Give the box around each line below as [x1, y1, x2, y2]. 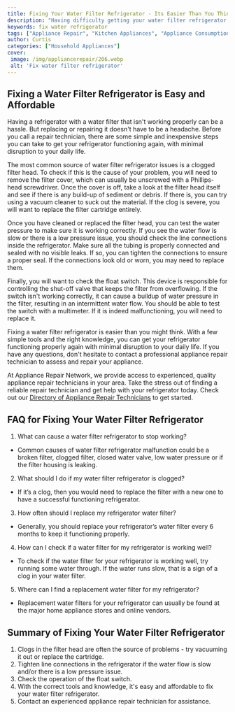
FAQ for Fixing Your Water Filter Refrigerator [7, 413, 204, 425]
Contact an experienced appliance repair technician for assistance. [17, 697, 211, 706]
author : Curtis [7, 36, 52, 43]
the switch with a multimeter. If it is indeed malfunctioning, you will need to [7, 307, 222, 315]
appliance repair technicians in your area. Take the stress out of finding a [7, 378, 218, 387]
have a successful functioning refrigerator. [17, 495, 141, 504]
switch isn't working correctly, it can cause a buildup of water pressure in [7, 292, 219, 301]
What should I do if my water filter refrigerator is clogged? [17, 474, 185, 483]
